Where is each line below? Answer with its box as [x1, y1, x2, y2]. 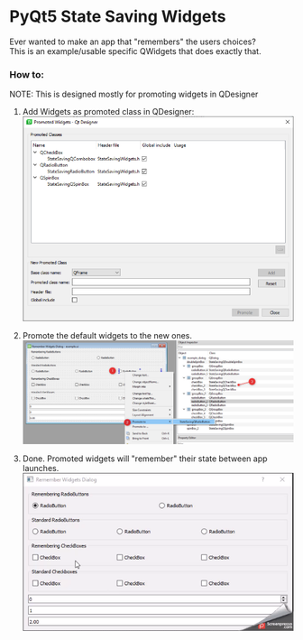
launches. [22, 462, 60, 473]
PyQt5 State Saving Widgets [9, 6, 226, 27]
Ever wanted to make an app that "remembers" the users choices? [9, 36, 257, 47]
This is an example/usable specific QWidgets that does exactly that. [9, 45, 262, 56]
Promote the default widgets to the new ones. [22, 329, 192, 340]
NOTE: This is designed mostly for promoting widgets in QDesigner [9, 88, 259, 100]
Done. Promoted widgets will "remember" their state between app [22, 453, 268, 464]
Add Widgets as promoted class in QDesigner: [22, 107, 195, 117]
